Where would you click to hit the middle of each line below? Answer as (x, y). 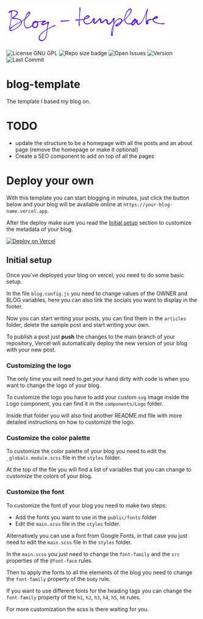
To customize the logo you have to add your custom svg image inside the (98, 397)
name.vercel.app (27, 211)
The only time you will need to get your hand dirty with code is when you (98, 378)
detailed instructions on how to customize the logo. (71, 422)
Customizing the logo (39, 366)
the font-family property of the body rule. (59, 579)
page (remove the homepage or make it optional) (77, 149)
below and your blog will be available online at (64, 204)
